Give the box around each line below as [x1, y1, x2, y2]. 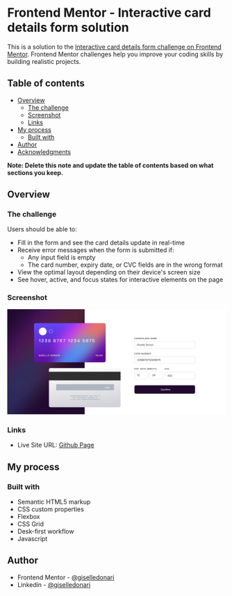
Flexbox [17, 512, 40, 520]
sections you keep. [7, 168, 64, 176]
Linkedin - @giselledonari [17, 580, 91, 588]
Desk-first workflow [17, 527, 74, 536]
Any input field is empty [27, 254, 96, 262]
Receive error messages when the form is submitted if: [17, 246, 175, 254]
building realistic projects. [7, 57, 81, 65]
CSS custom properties [17, 505, 85, 513]
